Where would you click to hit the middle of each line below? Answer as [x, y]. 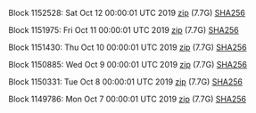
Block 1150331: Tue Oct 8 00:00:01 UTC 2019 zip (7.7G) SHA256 [125, 82]
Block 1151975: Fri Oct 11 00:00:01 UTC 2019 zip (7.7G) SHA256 [124, 30]
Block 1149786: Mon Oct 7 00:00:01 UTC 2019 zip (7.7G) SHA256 [128, 99]
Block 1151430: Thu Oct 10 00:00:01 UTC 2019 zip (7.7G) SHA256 [128, 47]
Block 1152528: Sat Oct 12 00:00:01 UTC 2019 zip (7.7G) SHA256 [127, 13]
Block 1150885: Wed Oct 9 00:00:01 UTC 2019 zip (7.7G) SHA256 [128, 65]
